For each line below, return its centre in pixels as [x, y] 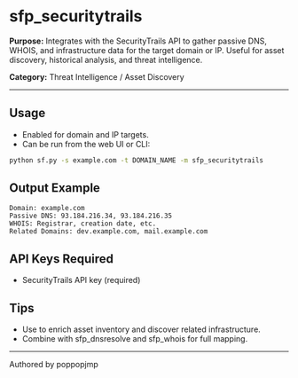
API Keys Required [61, 259]
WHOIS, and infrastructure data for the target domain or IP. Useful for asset [147, 50]
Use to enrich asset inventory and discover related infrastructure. [141, 329]
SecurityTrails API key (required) [81, 280]
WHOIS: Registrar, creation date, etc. [83, 224]
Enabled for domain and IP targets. [85, 134]
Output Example [55, 188]
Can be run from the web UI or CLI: [86, 144]
